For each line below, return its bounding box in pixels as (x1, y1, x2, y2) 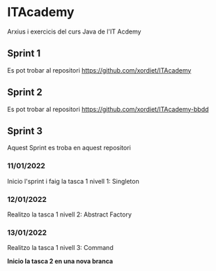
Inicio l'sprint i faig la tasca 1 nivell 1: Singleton (7, 177, 139, 185)
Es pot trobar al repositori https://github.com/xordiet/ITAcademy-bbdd (7, 105, 209, 113)
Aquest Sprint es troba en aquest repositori (7, 144, 131, 152)
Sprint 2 (7, 87, 43, 98)
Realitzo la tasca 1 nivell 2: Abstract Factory (7, 210, 132, 219)
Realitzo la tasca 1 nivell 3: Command (7, 244, 114, 252)
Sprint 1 (7, 47, 41, 59)
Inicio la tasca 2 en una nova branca (7, 257, 114, 265)
